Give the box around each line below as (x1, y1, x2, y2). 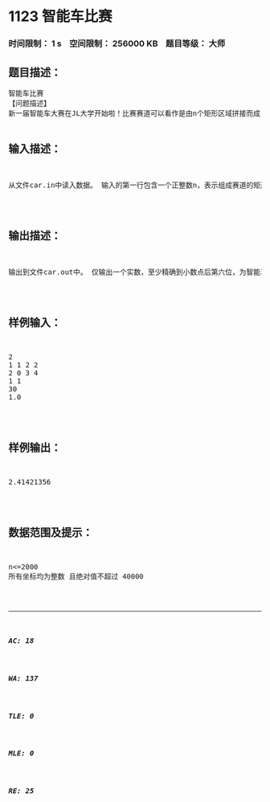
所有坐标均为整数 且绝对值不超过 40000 (8, 571, 145, 581)
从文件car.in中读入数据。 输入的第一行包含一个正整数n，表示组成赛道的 (8, 180, 254, 190)
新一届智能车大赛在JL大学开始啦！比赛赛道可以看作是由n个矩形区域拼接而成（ (8, 108, 268, 117)
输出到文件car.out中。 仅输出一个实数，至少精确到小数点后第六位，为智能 (8, 267, 261, 276)
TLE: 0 (8, 711, 35, 720)
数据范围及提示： (8, 526, 93, 539)
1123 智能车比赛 (8, 7, 112, 26)
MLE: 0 (8, 749, 35, 758)
